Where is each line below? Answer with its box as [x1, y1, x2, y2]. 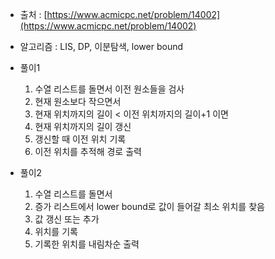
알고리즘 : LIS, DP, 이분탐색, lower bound [19, 41, 184, 52]
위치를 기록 [34, 226, 78, 237]
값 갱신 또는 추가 [34, 213, 100, 225]
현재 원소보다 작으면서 [34, 96, 122, 107]
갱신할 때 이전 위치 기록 [34, 133, 127, 145]
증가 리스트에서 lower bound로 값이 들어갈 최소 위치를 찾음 [34, 201, 265, 212]
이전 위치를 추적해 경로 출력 [34, 146, 142, 157]
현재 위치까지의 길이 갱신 [34, 121, 132, 132]
